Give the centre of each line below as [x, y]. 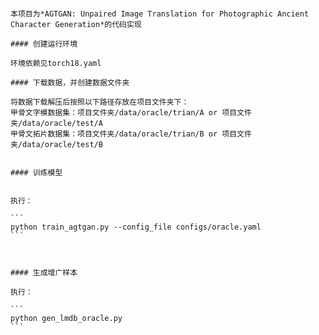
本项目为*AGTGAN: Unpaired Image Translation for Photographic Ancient [160, 14]
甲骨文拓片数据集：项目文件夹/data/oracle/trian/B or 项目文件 [131, 134]
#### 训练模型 [36, 173]
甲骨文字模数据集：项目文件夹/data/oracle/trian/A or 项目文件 [131, 113]
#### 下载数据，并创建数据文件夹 [70, 83]
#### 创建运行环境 [44, 44]
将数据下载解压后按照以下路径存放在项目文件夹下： [100, 102]
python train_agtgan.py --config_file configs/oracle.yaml [136, 227]
